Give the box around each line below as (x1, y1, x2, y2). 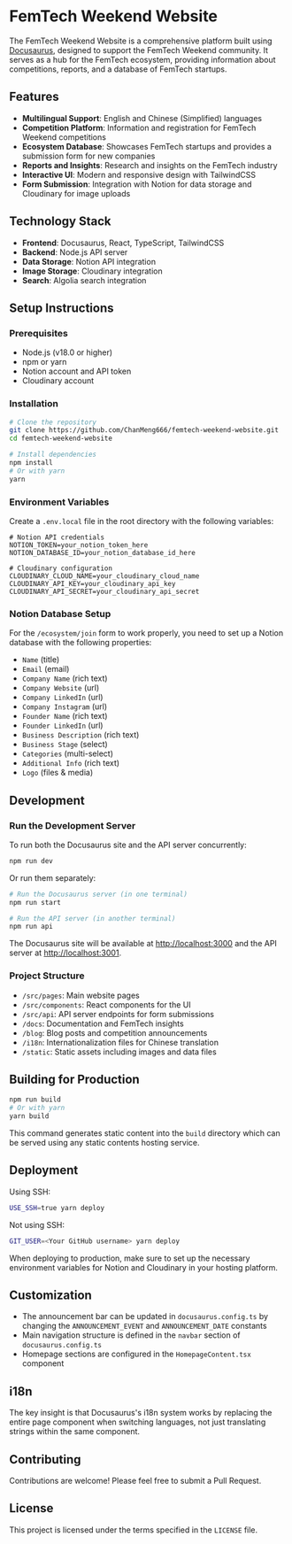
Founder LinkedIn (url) (21, 720, 104, 731)
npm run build (9, 1095, 62, 1104)
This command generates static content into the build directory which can (9, 1128, 280, 1139)
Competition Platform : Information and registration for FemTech (21, 122, 257, 133)
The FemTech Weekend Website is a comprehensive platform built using (9, 35, 273, 46)
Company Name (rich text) (21, 673, 108, 683)
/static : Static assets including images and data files (21, 1046, 217, 1057)
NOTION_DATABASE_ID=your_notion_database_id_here (9, 548, 196, 557)
